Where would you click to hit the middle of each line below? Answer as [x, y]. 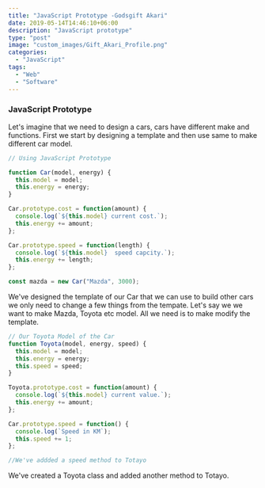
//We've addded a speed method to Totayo [78, 460]
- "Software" [37, 82]
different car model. [40, 143]
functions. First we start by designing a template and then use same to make [133, 135]
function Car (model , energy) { [60, 172]
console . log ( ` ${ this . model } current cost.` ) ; [92, 216]
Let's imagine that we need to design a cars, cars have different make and [129, 127]
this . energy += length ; [54, 260]
